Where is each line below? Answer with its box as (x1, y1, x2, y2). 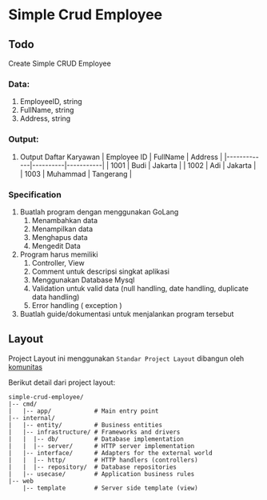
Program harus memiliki (19, 250, 98, 259)
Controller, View (31, 258, 86, 267)
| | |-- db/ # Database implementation (8, 434, 184, 443)
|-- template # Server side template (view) (22, 484, 198, 492)
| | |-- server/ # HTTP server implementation (8, 442, 195, 450)
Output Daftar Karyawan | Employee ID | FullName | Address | (19, 152, 223, 162)
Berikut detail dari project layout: (8, 378, 116, 387)
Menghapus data (31, 232, 88, 242)
